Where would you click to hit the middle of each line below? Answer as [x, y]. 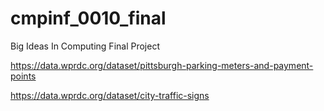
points [23, 76]
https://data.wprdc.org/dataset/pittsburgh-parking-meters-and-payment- [162, 65]
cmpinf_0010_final [88, 18]
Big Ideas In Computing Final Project [85, 46]
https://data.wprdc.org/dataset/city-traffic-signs [110, 95]
